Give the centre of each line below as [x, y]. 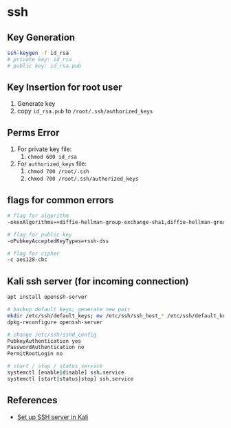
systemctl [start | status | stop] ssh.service [70, 379]
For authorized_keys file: [52, 164]
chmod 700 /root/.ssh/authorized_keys [83, 179]
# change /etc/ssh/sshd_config [52, 335]
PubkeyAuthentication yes [44, 341]
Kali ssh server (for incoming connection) [98, 281]
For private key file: [44, 149]
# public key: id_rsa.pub [44, 66]
